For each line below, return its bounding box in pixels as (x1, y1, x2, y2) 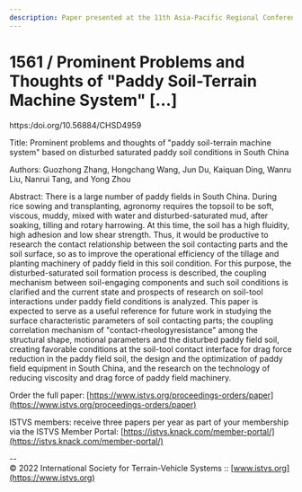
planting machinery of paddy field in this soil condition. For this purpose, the (9, 258, 292, 268)
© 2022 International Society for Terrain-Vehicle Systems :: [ (9, 462, 235, 473)
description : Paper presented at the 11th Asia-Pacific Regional (9, 13, 259, 22)
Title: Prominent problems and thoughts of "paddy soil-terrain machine (9, 136, 271, 148)
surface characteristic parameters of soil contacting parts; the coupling (9, 315, 274, 326)
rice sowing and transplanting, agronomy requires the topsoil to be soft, (9, 200, 274, 211)
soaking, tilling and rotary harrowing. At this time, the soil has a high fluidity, (9, 219, 290, 230)
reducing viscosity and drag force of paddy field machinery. (9, 372, 232, 382)
